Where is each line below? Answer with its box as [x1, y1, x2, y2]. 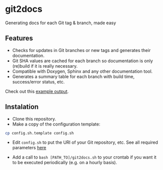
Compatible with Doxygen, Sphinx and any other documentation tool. [12, 68, 153, 74]
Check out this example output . [5, 88, 69, 94]
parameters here [12, 145, 46, 151]
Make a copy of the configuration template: [12, 121, 100, 127]
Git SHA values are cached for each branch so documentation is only [12, 58, 153, 64]
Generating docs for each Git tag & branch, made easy [5, 20, 116, 26]
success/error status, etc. [12, 79, 65, 85]
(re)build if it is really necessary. [12, 63, 78, 69]
